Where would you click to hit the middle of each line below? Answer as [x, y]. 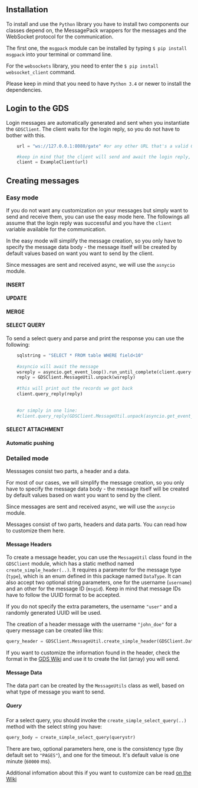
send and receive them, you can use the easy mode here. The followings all [98, 217]
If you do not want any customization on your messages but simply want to [97, 210]
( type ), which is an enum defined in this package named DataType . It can [94, 576]
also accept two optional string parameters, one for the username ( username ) [99, 583]
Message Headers [29, 544]
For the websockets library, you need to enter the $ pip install [82, 66]
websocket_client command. [41, 72]
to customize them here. [36, 530]
